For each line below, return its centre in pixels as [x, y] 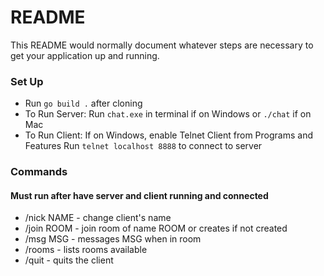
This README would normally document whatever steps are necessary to [162, 45]
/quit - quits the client [69, 260]
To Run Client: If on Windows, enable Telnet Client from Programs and [168, 135]
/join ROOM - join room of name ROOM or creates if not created [156, 228]
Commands [39, 172]
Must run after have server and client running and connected [139, 195]
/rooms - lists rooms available [86, 250]
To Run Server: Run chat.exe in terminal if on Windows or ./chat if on [168, 114]
